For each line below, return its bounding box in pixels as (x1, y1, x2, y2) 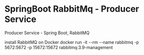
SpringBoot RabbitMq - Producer (4, 3, 139, 15)
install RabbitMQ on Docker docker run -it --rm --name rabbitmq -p (4, 39, 139, 45)
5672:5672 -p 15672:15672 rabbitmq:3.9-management (4, 44, 113, 50)
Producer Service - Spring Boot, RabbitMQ (4, 30, 90, 36)
